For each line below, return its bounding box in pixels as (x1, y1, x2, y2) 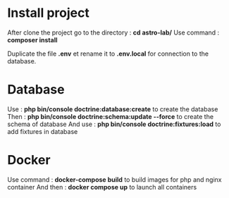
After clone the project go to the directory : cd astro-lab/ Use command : (7, 28, 220, 37)
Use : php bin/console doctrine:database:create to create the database (7, 104, 218, 113)
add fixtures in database (7, 127, 78, 135)
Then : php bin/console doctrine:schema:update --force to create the (7, 112, 213, 120)
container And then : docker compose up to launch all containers (7, 182, 197, 191)
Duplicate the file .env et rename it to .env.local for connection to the (7, 49, 209, 58)
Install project (7, 5, 89, 21)
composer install (7, 35, 58, 44)
